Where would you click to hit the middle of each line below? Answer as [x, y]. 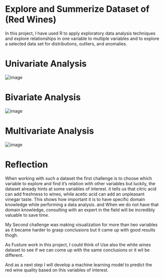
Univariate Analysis [46, 64]
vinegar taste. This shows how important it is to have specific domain [75, 199]
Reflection [27, 164]
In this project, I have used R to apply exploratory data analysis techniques [80, 33]
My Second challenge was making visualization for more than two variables [82, 224]
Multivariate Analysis [50, 131]
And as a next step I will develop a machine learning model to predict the [79, 265]
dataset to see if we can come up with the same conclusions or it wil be [77, 250]
